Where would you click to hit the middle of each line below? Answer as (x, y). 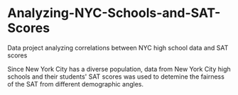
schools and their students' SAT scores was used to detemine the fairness (116, 77)
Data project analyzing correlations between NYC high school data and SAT (118, 47)
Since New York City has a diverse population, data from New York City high (119, 69)
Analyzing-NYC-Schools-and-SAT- (114, 13)
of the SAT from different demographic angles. (76, 84)
